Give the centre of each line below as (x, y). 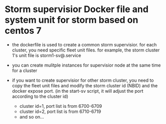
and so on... (32, 116)
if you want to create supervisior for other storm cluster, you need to (83, 80)
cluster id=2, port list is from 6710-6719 (60, 111)
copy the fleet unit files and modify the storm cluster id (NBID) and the (85, 85)
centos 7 (23, 31)
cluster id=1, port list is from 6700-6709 (61, 106)
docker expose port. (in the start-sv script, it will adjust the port (78, 91)
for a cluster (24, 70)
